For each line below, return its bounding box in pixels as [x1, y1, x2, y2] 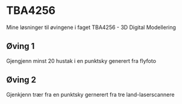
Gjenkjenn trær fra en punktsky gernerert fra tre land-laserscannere [6, 91, 175, 98]
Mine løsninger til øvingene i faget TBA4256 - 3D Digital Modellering [6, 24, 177, 31]
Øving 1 [6, 41, 35, 51]
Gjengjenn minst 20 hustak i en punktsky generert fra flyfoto [6, 57, 157, 64]
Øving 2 [6, 75, 37, 85]
